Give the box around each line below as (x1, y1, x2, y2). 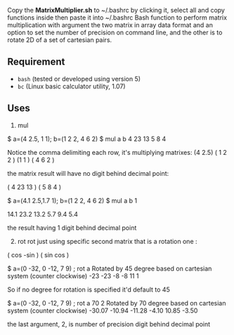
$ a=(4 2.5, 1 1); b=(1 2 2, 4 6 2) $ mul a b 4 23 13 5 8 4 (7, 135, 167, 143)
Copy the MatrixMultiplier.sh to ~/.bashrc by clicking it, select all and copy (7, 6, 225, 14)
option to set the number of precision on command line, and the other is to (7, 28, 223, 36)
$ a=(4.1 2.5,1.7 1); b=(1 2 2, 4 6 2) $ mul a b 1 (7, 196, 138, 205)
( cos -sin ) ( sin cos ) (7, 250, 70, 259)
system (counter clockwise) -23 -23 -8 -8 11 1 (7, 271, 139, 280)
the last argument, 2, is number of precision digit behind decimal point (7, 320, 211, 328)
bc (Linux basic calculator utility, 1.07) (17, 82, 126, 90)
